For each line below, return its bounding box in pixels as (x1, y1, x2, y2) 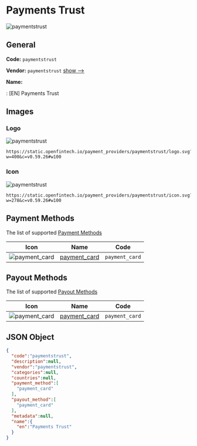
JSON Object (6, 332, 55, 342)
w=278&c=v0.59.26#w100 (6, 197, 62, 203)
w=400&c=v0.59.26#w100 (6, 154, 62, 160)
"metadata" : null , (11, 413, 54, 419)
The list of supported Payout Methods (6, 288, 98, 295)
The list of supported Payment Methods (6, 229, 103, 236)
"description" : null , (11, 359, 62, 364)
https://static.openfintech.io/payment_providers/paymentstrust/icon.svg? (6, 192, 193, 198)
